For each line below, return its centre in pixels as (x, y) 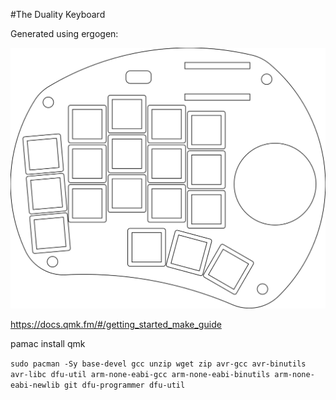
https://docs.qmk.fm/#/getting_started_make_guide (116, 324)
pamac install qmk (48, 343)
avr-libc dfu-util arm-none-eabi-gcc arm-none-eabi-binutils (140, 374)
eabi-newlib (35, 385)
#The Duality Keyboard (58, 14)
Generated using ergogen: (64, 33)
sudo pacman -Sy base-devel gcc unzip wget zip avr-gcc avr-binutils (158, 364)
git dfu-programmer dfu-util (124, 385)
